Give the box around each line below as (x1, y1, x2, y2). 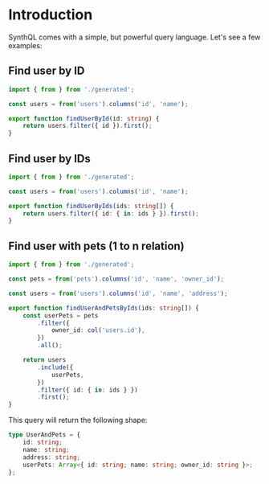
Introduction (8, 6, 93, 24)
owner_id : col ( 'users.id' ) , (51, 326, 146, 334)
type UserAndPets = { (8, 431, 81, 439)
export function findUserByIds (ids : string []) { (8, 202, 174, 210)
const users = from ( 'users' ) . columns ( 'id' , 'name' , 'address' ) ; (8, 289, 228, 297)
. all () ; (37, 342, 63, 350)
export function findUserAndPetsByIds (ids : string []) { (8, 304, 199, 312)
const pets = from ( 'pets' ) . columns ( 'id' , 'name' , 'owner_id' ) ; (8, 275, 225, 283)
